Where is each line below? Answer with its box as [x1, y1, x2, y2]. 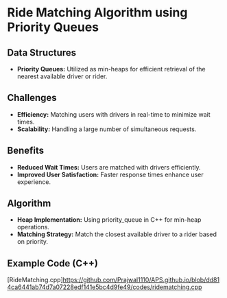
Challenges [7, 92, 57, 104]
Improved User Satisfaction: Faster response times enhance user [16, 170, 204, 179]
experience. [16, 177, 51, 186]
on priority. [16, 238, 49, 246]
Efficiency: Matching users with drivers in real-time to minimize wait [16, 110, 211, 118]
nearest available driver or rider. [16, 72, 108, 80]
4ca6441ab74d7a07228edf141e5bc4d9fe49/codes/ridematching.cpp [7, 283, 202, 291]
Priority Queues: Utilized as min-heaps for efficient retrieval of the [16, 65, 206, 73]
